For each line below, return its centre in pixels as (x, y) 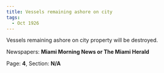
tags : (13, 17)
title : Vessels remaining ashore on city (60, 12)
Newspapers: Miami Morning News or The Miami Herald (78, 52)
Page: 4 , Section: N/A (33, 63)
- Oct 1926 (26, 23)
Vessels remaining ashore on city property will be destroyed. (82, 40)
